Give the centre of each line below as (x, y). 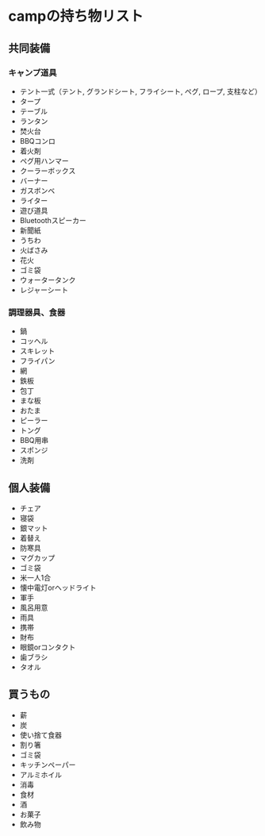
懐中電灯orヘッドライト (58, 588)
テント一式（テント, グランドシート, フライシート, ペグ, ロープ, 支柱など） (140, 91)
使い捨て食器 (40, 734)
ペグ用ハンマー (44, 160)
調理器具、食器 (37, 312)
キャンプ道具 (33, 72)
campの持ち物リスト (76, 16)
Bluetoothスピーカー (53, 220)
